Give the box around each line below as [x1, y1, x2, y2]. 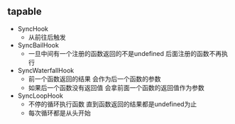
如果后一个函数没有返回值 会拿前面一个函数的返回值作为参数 [28, 83, 204, 91]
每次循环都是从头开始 [28, 108, 91, 117]
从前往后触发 [28, 33, 66, 41]
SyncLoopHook [17, 91, 64, 100]
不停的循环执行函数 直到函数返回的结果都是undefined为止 [28, 99, 197, 108]
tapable [7, 6, 43, 18]
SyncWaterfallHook [17, 66, 75, 74]
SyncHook [17, 24, 48, 33]
